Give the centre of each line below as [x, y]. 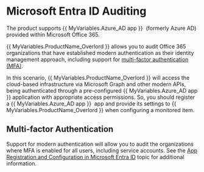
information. [22, 163]
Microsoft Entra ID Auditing [76, 11]
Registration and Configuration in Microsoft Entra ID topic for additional [95, 157]
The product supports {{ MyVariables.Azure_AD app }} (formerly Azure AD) [101, 28]
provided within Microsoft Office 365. [53, 34]
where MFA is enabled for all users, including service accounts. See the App [102, 150]
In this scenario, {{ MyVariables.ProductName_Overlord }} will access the [98, 77]
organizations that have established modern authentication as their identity [100, 52]
